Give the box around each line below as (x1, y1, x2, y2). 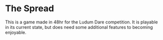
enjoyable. (5, 29, 26, 35)
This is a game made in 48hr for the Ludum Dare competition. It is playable (5, 19, 158, 25)
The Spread (5, 3, 54, 14)
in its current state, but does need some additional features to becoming (5, 24, 153, 30)
